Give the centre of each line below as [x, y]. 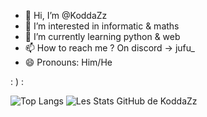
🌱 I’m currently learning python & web [102, 36]
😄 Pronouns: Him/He [68, 62]
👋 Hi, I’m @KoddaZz [66, 15]
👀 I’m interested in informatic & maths [102, 26]
